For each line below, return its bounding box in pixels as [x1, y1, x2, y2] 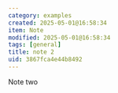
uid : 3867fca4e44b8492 [8, 56, 83, 64]
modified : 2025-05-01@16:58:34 [8, 33, 111, 42]
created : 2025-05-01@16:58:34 [8, 19, 108, 27]
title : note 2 [8, 48, 55, 56]
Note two [8, 76, 38, 87]
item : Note [8, 26, 44, 34]
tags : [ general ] [8, 41, 61, 49]
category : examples [8, 11, 72, 20]
